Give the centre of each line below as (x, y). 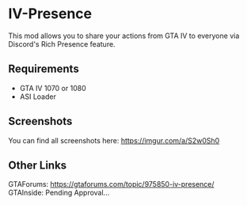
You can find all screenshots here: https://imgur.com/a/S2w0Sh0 (114, 140)
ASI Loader (38, 97)
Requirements (44, 69)
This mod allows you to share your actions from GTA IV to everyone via (124, 36)
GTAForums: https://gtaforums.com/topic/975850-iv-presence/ (112, 184)
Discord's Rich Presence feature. (62, 44)
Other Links (38, 165)
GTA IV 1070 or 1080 (53, 88)
